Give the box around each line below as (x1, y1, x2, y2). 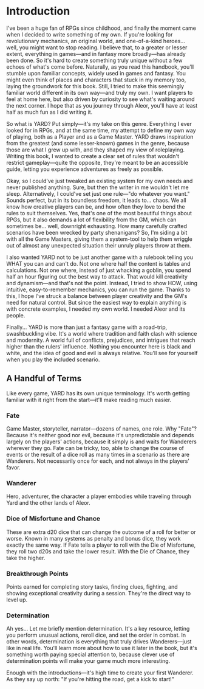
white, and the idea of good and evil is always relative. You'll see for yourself (6, 349, 199, 356)
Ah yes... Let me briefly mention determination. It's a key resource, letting (6, 625, 190, 632)
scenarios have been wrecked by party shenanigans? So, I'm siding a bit (6, 229, 188, 236)
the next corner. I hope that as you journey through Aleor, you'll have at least (6, 102, 198, 109)
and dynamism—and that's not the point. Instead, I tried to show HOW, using (6, 279, 198, 286)
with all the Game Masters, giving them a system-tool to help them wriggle (6, 235, 192, 243)
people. (6, 311, 25, 319)
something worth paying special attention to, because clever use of (6, 651, 175, 658)
